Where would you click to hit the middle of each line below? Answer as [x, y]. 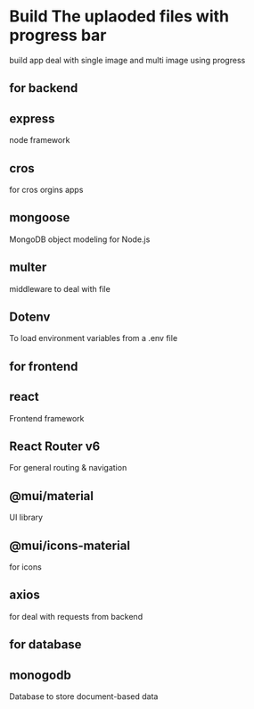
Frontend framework [47, 418]
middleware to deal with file [60, 288]
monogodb [40, 675]
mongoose [40, 217]
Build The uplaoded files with [119, 17]
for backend [44, 88]
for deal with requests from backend [76, 616]
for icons [25, 567]
